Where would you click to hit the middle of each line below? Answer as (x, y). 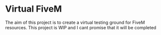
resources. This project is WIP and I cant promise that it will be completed (81, 27)
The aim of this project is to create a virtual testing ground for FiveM (75, 22)
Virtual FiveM (34, 9)
